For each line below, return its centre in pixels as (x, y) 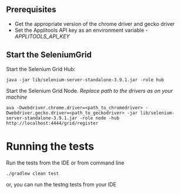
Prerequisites (31, 10)
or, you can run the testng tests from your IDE (61, 184)
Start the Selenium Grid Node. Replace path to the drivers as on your (90, 91)
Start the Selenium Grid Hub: (41, 69)
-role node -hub (99, 118)
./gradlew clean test (33, 173)
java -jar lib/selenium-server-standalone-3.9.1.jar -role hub (85, 80)
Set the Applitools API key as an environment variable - (81, 30)
